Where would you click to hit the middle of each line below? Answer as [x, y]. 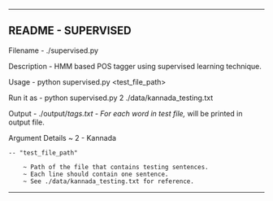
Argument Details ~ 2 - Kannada [62, 138]
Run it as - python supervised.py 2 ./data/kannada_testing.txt [111, 98]
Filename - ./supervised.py [54, 50]
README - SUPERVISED [70, 31]
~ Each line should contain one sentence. [96, 174]
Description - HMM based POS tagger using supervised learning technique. [135, 66]
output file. [26, 122]
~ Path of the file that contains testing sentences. [116, 167]
